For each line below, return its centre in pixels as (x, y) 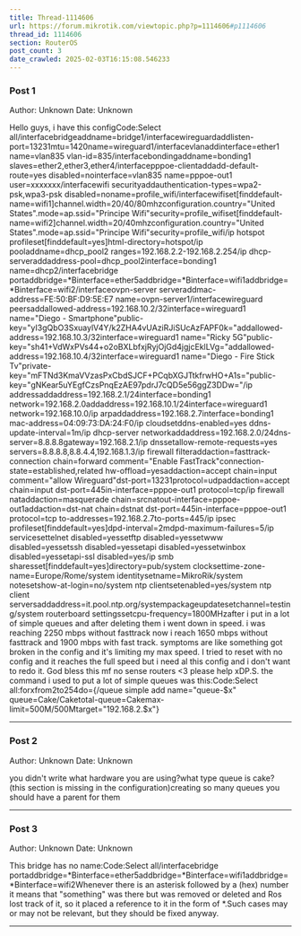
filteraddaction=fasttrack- (224, 452)
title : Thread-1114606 (52, 17)
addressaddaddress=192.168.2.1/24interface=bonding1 (110, 395)
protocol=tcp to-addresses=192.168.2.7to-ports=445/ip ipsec (123, 519)
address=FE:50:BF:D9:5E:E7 (61, 299)
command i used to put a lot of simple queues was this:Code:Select (133, 681)
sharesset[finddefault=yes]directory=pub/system (100, 566)
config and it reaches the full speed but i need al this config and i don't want (150, 661)
